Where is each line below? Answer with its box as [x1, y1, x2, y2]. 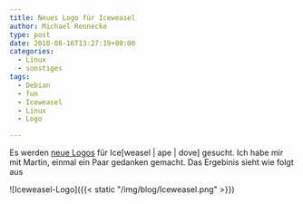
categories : [9, 47, 54, 56]
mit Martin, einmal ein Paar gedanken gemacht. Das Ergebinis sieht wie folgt [9, 157, 295, 168]
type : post [9, 30, 51, 39]
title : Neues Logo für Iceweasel [9, 13, 136, 23]
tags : [9, 73, 30, 82]
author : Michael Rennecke [9, 22, 107, 31]
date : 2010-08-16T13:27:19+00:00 [9, 38, 136, 48]
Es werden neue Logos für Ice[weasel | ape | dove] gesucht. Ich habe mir [9, 147, 284, 159]
